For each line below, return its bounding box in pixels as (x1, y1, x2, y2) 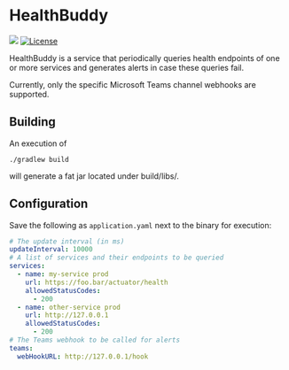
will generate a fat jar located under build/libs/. (9, 170, 179, 181)
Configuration (9, 197, 89, 212)
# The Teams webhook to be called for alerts (9, 335, 180, 345)
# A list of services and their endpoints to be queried (9, 253, 224, 262)
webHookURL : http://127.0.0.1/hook (17, 351, 149, 361)
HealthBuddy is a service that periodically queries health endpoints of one (9, 52, 281, 63)
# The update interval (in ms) (9, 236, 125, 246)
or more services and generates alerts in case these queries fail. (9, 62, 245, 73)
